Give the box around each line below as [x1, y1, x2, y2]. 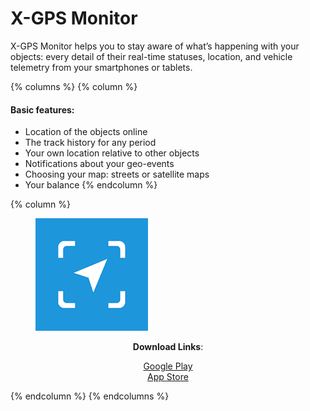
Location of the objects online [24, 126, 148, 138]
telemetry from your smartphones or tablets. [10, 61, 193, 73]
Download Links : [132, 341, 204, 353]
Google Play [143, 360, 193, 372]
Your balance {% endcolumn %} [24, 179, 158, 191]
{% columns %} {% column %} [10, 80, 138, 92]
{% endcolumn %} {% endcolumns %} [10, 390, 170, 402]
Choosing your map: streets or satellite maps [24, 168, 210, 181]
